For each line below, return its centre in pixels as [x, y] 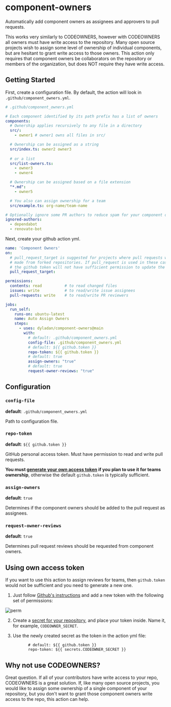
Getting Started [30, 80]
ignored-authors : [24, 220]
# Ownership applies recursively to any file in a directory [76, 126]
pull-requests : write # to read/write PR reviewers [69, 295]
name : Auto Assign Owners [42, 319]
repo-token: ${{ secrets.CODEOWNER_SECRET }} [77, 650]
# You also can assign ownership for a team [58, 201]
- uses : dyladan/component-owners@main [61, 328]
